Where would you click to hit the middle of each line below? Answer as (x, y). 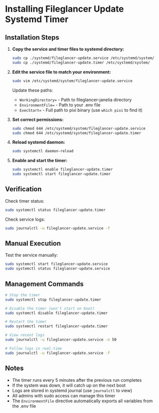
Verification (23, 189)
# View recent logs (25, 335)
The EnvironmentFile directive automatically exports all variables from (82, 401)
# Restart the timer (26, 322)
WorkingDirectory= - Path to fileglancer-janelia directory (76, 100)
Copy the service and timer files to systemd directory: (68, 49)
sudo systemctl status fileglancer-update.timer (55, 210)
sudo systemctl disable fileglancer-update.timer (57, 313)
